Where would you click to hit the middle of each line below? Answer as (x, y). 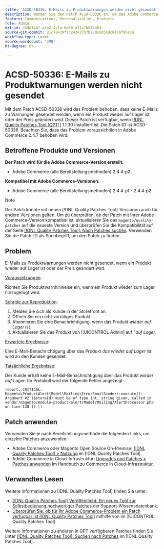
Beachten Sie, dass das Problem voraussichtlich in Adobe (78, 130)
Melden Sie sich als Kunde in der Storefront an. (60, 311)
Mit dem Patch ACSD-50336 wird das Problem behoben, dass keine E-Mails (82, 109)
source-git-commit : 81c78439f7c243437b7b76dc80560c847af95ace (70, 32)
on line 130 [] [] (24, 407)
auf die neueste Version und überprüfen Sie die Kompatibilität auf (87, 225)
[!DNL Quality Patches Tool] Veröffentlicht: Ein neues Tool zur (74, 500)
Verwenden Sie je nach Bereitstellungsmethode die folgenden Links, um (77, 434)
